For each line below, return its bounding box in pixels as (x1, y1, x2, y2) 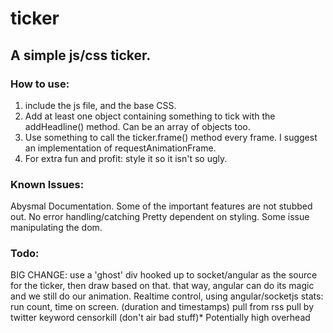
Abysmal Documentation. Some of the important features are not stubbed (10, 200, 313, 212)
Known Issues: (10, 177, 85, 191)
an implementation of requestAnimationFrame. (24, 142, 217, 154)
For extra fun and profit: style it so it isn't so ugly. (24, 152, 228, 164)
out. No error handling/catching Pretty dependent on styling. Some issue (10, 211, 310, 223)
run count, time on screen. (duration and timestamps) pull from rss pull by (10, 301, 315, 313)
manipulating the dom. (10, 222, 103, 234)
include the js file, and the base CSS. (24, 99, 177, 111)
